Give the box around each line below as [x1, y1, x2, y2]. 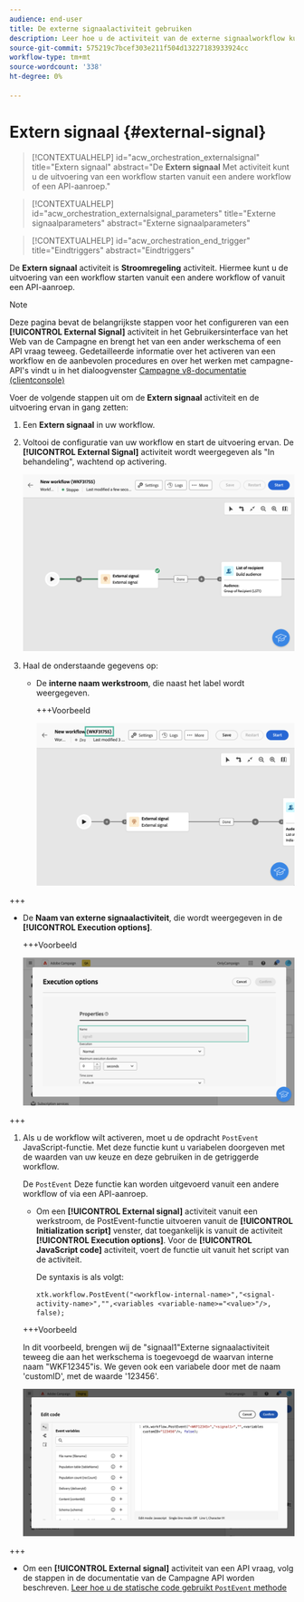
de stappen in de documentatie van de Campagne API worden [22, 1573, 255, 1584]
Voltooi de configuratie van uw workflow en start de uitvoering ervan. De [22, 436, 294, 448]
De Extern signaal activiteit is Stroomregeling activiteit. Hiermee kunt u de [9, 262, 289, 273]
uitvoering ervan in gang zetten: [9, 402, 128, 413]
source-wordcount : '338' [9, 63, 103, 72]
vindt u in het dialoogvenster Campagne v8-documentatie [30, 364, 247, 375]
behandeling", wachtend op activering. [22, 456, 167, 467]
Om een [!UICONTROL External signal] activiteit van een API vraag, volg [22, 1563, 294, 1574]
